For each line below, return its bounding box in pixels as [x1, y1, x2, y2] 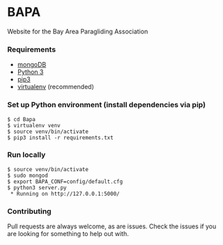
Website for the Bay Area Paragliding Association [7, 27, 148, 35]
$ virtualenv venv [7, 122, 61, 129]
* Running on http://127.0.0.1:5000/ [10, 190, 120, 197]
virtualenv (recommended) [17, 83, 94, 91]
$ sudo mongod [7, 172, 49, 179]
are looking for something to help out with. [7, 230, 129, 238]
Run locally [7, 150, 46, 160]
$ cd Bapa [7, 116, 36, 122]
